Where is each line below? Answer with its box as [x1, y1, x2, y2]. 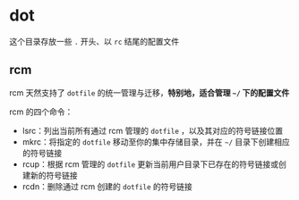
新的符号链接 [30, 170, 78, 180]
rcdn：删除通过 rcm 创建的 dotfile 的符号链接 [21, 180, 192, 192]
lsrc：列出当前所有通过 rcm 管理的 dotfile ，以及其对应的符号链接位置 [21, 125, 284, 136]
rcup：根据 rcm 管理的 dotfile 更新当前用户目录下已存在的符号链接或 [21, 158, 279, 170]
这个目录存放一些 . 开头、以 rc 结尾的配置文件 [9, 36, 180, 46]
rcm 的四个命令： [9, 106, 73, 117]
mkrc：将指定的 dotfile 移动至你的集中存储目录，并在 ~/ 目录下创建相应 [21, 136, 290, 147]
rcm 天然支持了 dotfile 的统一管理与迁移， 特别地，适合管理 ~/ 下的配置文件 [9, 87, 290, 98]
